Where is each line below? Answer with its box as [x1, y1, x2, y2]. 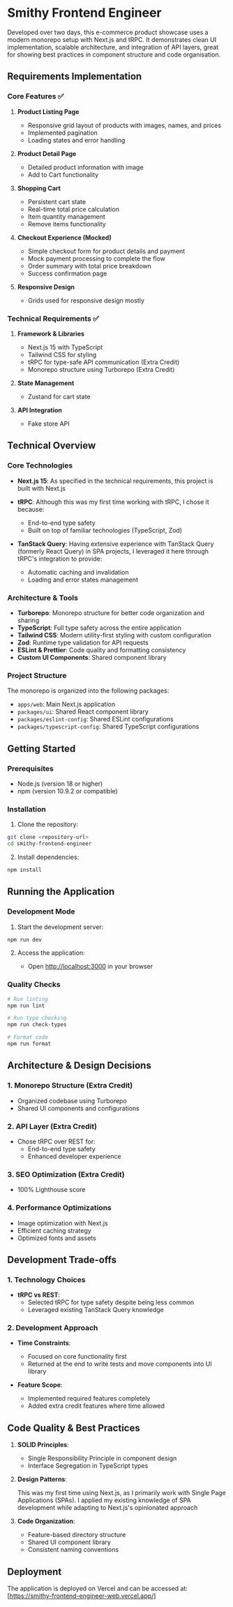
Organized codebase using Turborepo [17, 1096, 127, 1105]
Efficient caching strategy [17, 1226, 92, 1234]
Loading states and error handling [27, 136, 126, 144]
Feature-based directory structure [27, 1531, 126, 1539]
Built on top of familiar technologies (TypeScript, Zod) [27, 526, 183, 534]
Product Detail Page [17, 149, 77, 158]
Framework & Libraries [17, 329, 85, 338]
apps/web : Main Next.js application [17, 700, 116, 709]
